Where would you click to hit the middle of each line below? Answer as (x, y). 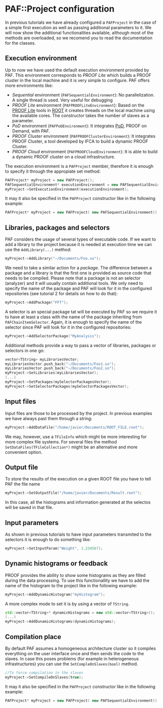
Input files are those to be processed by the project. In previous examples (79, 413)
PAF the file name (23, 484)
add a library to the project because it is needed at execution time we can (78, 245)
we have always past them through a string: (49, 418)
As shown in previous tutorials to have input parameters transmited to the (78, 534)
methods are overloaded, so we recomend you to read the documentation (79, 38)
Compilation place (33, 637)
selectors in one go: (25, 350)
